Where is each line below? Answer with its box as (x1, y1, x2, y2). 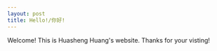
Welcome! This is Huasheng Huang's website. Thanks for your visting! (7, 36, 211, 44)
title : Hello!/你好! (7, 17, 65, 24)
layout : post (7, 10, 46, 17)
